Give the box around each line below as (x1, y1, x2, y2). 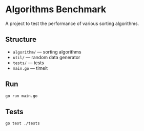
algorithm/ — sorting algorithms (12, 48, 81, 55)
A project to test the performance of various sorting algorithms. (5, 20, 139, 27)
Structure (5, 35, 37, 44)
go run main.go (5, 93, 38, 98)
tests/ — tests (12, 60, 45, 66)
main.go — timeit (12, 65, 48, 71)
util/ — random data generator (12, 54, 80, 60)
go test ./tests (5, 121, 40, 126)
